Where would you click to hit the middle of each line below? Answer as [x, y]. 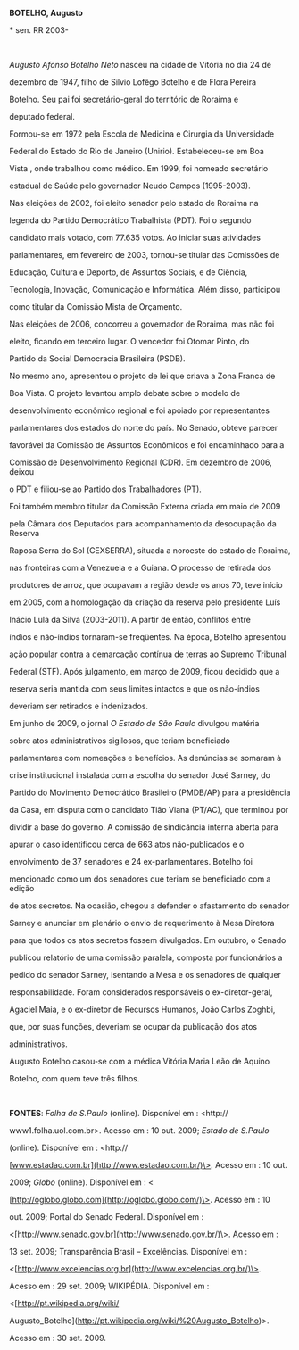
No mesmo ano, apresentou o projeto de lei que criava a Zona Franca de [142, 376]
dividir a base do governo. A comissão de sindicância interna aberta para [144, 827]
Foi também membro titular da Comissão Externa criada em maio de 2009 [145, 506]
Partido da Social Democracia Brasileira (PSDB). [97, 359]
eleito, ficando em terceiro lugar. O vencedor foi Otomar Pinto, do [129, 341]
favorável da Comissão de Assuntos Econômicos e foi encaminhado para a [147, 445]
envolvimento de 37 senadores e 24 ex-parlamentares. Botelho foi [131, 861]
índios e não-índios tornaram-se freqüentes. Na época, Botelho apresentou [148, 637]
